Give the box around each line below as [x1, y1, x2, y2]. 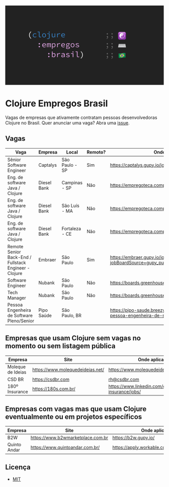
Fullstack [7, 259, 26, 265]
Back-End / [7, 254, 32, 260]
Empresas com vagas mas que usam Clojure [5, 404, 147, 413]
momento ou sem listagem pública [5, 342, 116, 351]
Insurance [7, 388, 29, 394]
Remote [7, 243, 24, 249]
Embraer [38, 257, 56, 262]
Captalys [38, 162, 57, 168]
